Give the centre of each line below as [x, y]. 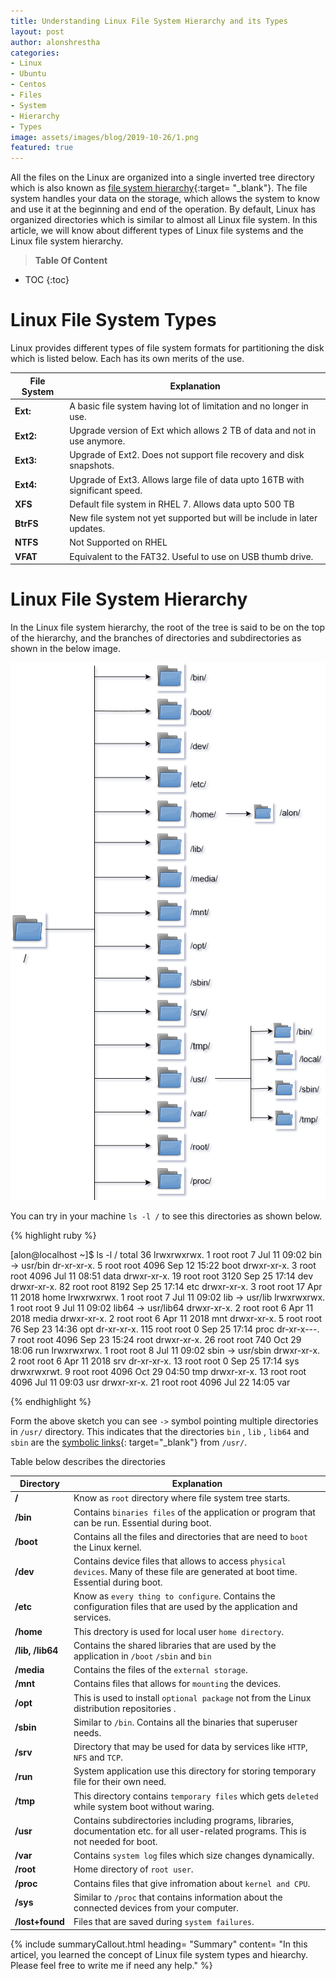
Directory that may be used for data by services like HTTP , [190, 1747]
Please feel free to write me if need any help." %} [111, 1965]
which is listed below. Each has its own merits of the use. [127, 359]
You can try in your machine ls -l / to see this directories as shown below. [166, 1216]
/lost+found [39, 1922]
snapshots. [92, 466]
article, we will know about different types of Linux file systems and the [157, 231]
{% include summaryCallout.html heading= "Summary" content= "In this [159, 1944]
